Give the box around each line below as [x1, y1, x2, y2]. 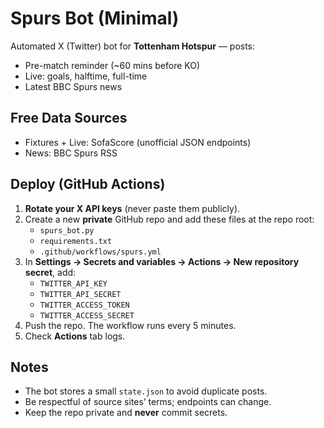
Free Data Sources [10, 110, 128, 127]
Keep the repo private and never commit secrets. [24, 407, 228, 419]
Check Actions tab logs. [24, 330, 126, 342]
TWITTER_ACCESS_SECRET [39, 310, 135, 321]
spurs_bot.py [39, 225, 95, 236]
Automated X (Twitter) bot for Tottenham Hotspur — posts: [10, 40, 256, 52]
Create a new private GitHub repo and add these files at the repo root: [24, 213, 315, 225]
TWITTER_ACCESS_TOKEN [39, 300, 130, 310]
